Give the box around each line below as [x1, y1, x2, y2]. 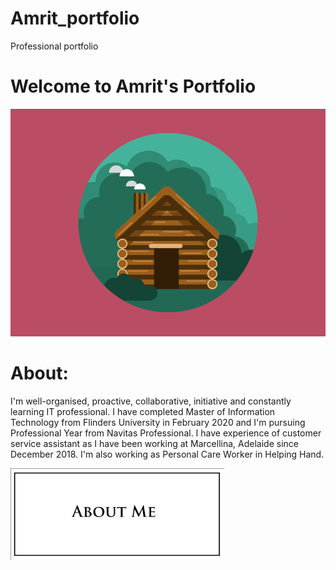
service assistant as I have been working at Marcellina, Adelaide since [10, 437, 299, 449]
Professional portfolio [10, 40, 99, 52]
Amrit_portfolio [10, 7, 140, 30]
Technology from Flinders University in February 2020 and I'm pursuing [10, 416, 306, 428]
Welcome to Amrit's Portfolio [10, 75, 257, 98]
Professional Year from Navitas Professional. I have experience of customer [10, 427, 322, 439]
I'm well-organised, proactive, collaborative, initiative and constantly [10, 395, 292, 407]
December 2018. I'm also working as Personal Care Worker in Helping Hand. [10, 448, 325, 460]
